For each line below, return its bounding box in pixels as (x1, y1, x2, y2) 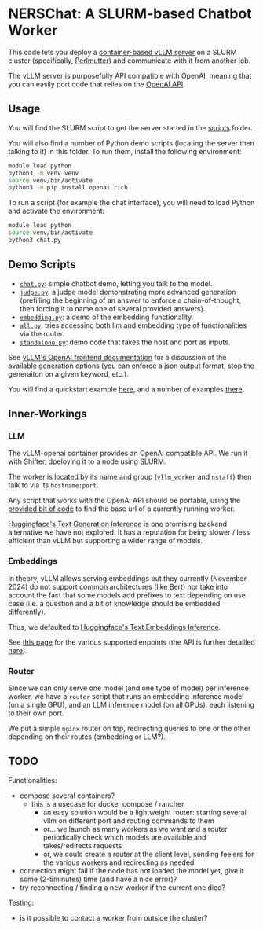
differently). (8, 607, 46, 616)
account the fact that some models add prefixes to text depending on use (8, 590, 246, 600)
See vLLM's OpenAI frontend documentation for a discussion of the (8, 352, 227, 362)
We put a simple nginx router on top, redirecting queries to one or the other (8, 723, 251, 733)
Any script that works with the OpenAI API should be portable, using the (8, 496, 241, 505)
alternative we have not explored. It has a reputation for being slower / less (8, 527, 250, 537)
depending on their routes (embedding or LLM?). (8, 732, 166, 741)
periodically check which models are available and (42, 833, 206, 842)
